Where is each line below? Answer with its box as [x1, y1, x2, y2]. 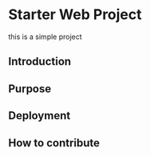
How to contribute [8, 136, 101, 149]
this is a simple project [8, 32, 82, 41]
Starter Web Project [8, 6, 142, 24]
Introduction [8, 55, 72, 68]
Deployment [8, 109, 71, 122]
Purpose [8, 82, 52, 95]
